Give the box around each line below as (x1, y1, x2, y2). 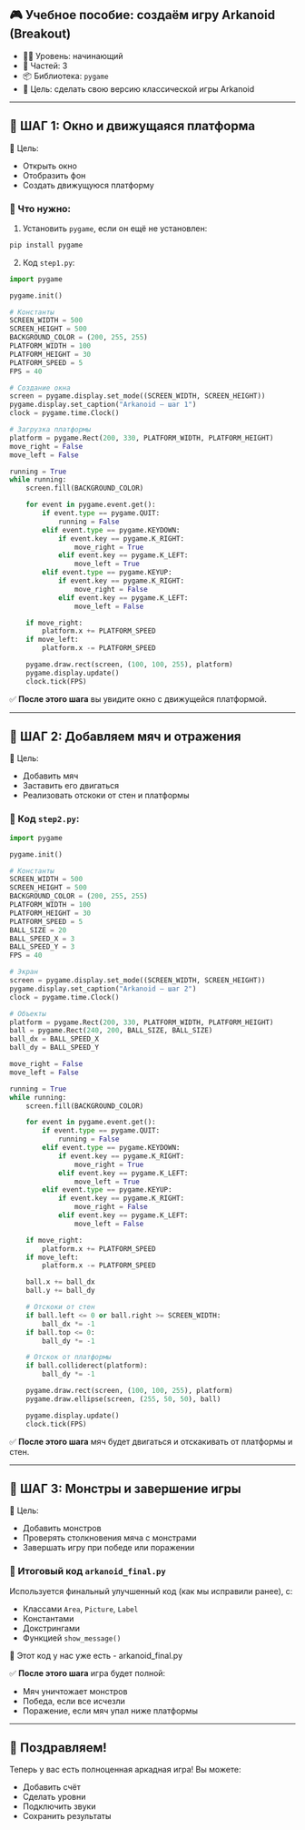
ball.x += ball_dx (25, 1277, 95, 1286)
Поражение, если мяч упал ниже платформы (22, 1705, 198, 1716)
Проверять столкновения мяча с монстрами (22, 1532, 197, 1543)
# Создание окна (9, 383, 71, 392)
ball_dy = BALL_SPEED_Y (9, 1043, 100, 1052)
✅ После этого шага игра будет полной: (9, 1667, 166, 1678)
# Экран (9, 968, 39, 977)
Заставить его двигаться (22, 780, 120, 791)
